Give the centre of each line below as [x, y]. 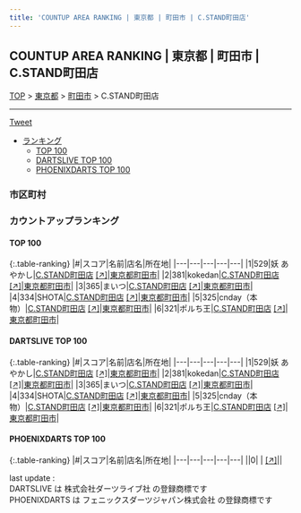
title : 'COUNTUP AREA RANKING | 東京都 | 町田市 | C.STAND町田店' [130, 17]
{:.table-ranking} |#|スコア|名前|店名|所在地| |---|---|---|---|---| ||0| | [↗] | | [146, 460]
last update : [32, 478]
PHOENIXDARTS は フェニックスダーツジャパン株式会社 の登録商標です [141, 500]
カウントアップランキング [64, 221]
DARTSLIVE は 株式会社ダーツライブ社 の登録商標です [108, 488]
